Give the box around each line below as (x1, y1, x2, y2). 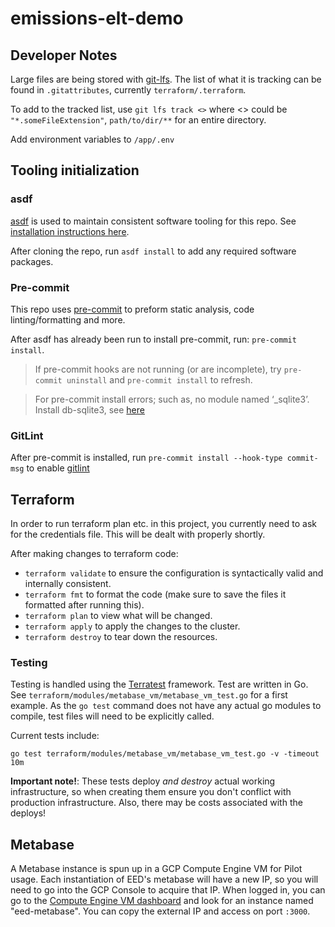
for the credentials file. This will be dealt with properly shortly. (10, 528, 266, 541)
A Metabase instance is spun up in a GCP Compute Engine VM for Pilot (10, 863, 303, 875)
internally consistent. (24, 578, 112, 590)
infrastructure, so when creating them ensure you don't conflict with (10, 786, 292, 798)
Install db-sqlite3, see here (34, 403, 145, 416)
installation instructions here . (10, 225, 130, 237)
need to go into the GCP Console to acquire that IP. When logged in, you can (10, 884, 326, 896)
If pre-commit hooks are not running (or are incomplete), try (34, 363, 282, 375)
